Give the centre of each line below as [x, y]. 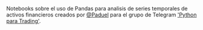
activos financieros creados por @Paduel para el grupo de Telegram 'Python [101, 15]
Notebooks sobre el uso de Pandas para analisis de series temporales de [97, 9]
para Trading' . [24, 21]
